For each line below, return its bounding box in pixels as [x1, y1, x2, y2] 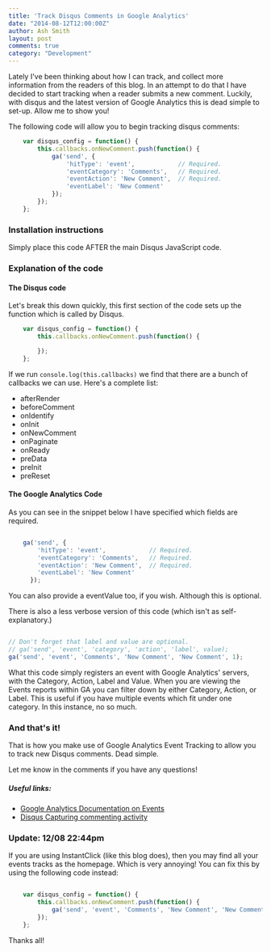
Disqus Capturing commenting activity [19, 812, 148, 822]
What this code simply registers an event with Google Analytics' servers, [8, 667, 250, 677]
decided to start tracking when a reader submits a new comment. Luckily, [8, 89, 252, 98]
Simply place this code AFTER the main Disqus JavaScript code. [8, 243, 222, 252]
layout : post [8, 34, 52, 43]
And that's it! [8, 721, 60, 733]
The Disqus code [8, 282, 67, 292]
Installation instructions [8, 224, 104, 235]
